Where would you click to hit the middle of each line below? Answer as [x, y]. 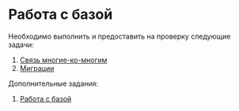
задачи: [21, 44]
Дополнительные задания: [53, 83]
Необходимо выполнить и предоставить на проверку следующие [119, 36]
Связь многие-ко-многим [63, 60]
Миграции [37, 68]
